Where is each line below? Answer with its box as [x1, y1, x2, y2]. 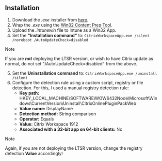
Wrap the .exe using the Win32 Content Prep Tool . [12, 22, 113, 28]
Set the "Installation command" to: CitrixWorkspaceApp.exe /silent [12, 32, 150, 38]
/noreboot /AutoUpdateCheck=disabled [12, 38, 89, 42]
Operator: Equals [19, 116, 54, 121]
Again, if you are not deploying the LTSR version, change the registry [5, 145, 143, 151]
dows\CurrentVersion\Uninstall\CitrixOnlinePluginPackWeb [19, 100, 137, 106]
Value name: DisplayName [19, 105, 73, 111]
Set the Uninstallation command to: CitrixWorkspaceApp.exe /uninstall [12, 70, 158, 76]
